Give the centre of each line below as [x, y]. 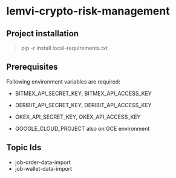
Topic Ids [24, 147]
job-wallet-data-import [44, 168]
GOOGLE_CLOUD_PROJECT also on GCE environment [82, 128]
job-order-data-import [43, 162]
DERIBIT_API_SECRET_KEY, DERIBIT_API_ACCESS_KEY [83, 105]
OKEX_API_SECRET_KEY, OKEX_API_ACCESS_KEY [78, 117]
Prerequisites [32, 67]
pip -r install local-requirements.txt [64, 48]
